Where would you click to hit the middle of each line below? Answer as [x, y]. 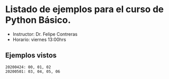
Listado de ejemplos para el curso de [84, 9]
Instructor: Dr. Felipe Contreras [45, 34]
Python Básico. [38, 20]
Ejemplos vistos [31, 55]
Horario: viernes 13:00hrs [39, 39]
